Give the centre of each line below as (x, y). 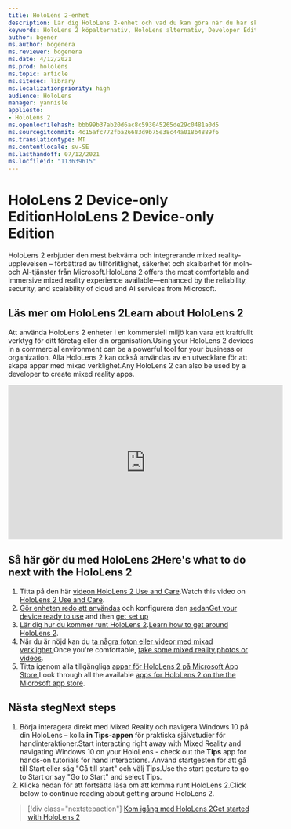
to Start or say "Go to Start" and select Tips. (91, 776)
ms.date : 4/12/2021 (40, 60)
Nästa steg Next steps (62, 708)
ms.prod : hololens (38, 67)
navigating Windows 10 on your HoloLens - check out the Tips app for (133, 751)
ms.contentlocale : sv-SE (49, 147)
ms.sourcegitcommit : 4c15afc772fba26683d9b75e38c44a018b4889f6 (114, 132)
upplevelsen (28, 264)
